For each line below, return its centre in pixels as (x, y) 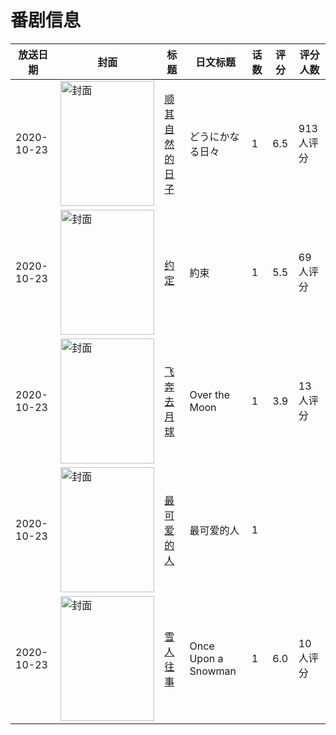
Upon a (206, 658)
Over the (210, 394)
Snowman (213, 671)
